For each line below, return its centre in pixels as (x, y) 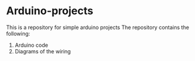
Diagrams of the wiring (43, 51)
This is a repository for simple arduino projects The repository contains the (97, 27)
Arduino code (32, 45)
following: (18, 33)
